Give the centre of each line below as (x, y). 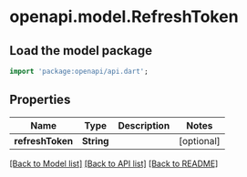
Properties (40, 100)
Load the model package (81, 51)
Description (144, 125)
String (95, 141)
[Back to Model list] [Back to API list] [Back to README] (114, 163)
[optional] (199, 141)
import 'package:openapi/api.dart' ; (79, 71)
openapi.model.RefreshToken (124, 17)
